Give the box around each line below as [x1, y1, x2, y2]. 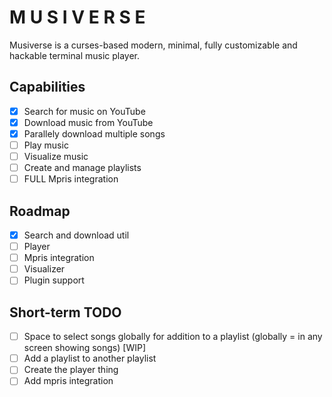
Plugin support [23, 274, 85, 286]
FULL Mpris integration [23, 173, 119, 185]
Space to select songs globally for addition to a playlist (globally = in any [23, 331, 323, 343]
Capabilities [9, 79, 86, 96]
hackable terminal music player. [9, 49, 141, 61]
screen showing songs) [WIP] [23, 342, 146, 354]
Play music [23, 139, 69, 151]
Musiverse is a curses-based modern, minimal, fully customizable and [9, 39, 298, 51]
